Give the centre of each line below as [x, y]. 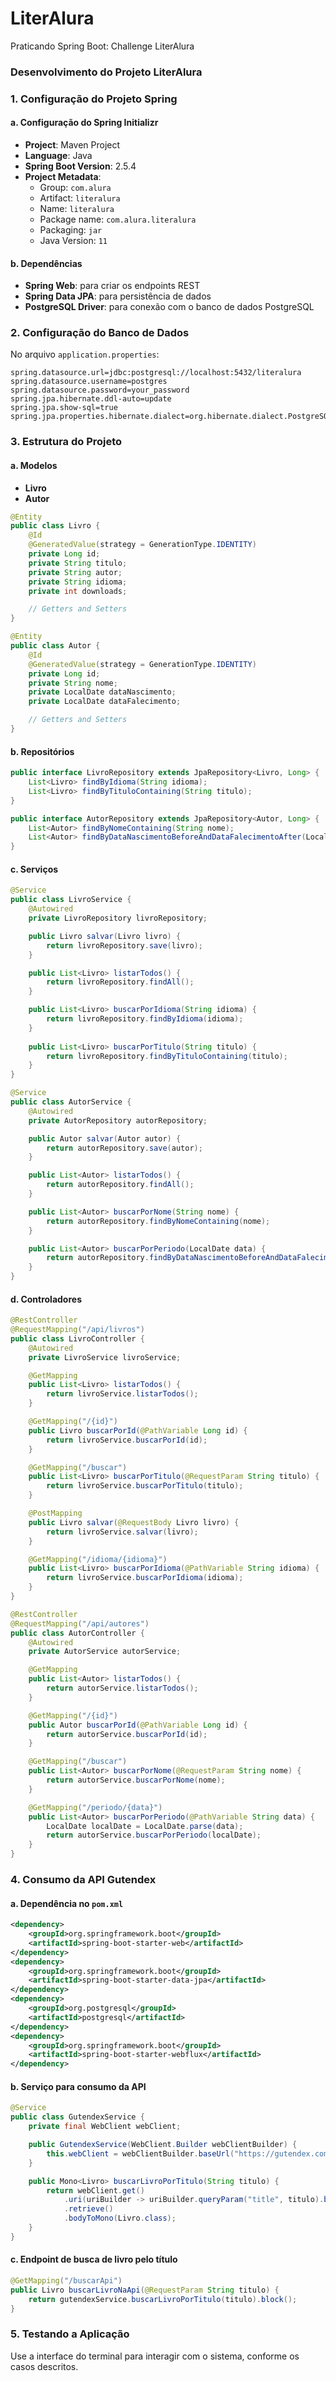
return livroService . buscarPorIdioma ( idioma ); [145, 1578]
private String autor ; [75, 572]
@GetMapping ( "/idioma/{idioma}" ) [98, 1559]
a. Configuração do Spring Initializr [84, 123]
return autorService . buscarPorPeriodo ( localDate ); [154, 1835]
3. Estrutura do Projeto [66, 442]
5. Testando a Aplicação [70, 2334]
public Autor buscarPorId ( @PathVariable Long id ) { [138, 1725]
